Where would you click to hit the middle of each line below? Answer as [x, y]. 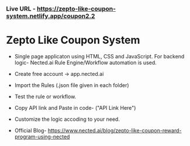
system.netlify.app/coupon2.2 [51, 16]
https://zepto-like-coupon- [76, 9]
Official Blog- [30, 130]
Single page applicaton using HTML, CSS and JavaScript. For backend [99, 56]
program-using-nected [42, 137]
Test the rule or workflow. [45, 96]
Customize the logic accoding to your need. [67, 119]
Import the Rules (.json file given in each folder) [72, 85]
